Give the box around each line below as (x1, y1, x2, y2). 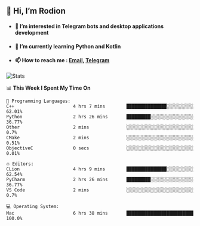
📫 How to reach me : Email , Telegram (14, 57, 110, 64)
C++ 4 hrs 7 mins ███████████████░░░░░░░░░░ (6, 103, 194, 109)
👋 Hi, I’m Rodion (6, 6, 66, 16)
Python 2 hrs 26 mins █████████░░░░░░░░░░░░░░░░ (6, 114, 194, 120)
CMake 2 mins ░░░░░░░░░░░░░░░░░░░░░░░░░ (6, 135, 194, 141)
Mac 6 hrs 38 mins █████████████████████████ (6, 210, 194, 216)
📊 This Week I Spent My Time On (6, 84, 91, 91)
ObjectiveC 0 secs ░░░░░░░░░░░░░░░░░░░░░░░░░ (6, 145, 194, 151)
